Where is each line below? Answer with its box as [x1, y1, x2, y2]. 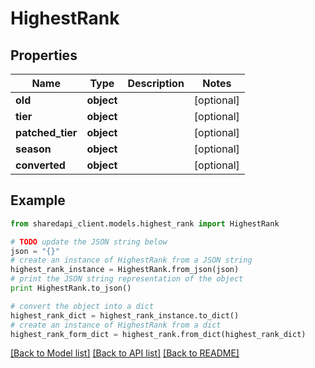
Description [127, 77, 185, 90]
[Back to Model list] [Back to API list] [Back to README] [10, 347, 240, 359]
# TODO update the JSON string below [10, 237, 168, 247]
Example [10, 192, 66, 209]
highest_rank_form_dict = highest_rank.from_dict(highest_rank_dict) [10, 329, 307, 339]
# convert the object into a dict [10, 301, 155, 311]
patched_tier [15, 126, 78, 139]
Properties [10, 47, 78, 64]
